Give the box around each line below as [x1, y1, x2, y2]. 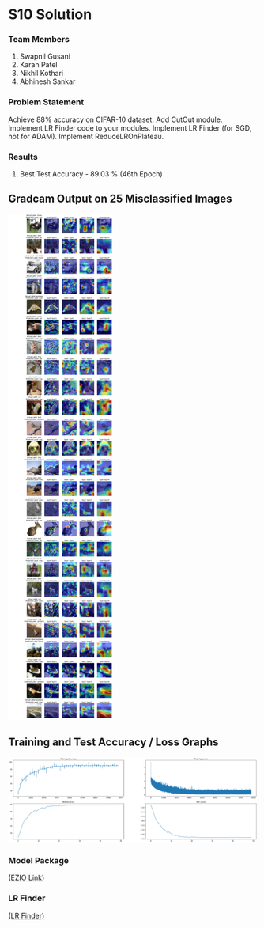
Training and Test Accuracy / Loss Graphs [8, 736, 219, 749]
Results [8, 151, 38, 162]
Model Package [8, 855, 70, 866]
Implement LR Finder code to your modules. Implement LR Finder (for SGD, [8, 123, 252, 132]
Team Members [8, 34, 70, 45]
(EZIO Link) [8, 873, 45, 883]
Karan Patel [19, 60, 58, 70]
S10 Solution [8, 6, 92, 24]
